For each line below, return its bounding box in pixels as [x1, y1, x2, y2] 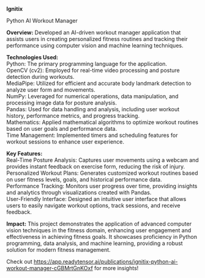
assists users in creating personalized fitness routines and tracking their [6, 35, 188, 42]
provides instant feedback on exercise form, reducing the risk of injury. [6, 163, 185, 170]
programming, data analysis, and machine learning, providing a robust [6, 240, 183, 247]
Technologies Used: [6, 54, 59, 60]
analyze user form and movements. [6, 86, 96, 93]
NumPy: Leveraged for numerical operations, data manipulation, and [6, 93, 179, 100]
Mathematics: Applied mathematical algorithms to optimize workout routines [6, 119, 199, 126]
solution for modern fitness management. [6, 246, 111, 253]
